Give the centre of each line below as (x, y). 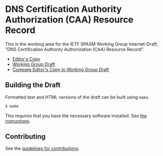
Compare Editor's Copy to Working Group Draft (61, 69)
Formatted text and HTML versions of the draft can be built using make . (77, 97)
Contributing (25, 137)
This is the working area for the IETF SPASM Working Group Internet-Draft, (81, 44)
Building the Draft (33, 85)
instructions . (18, 121)
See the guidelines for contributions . (42, 149)
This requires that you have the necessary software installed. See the (76, 116)
